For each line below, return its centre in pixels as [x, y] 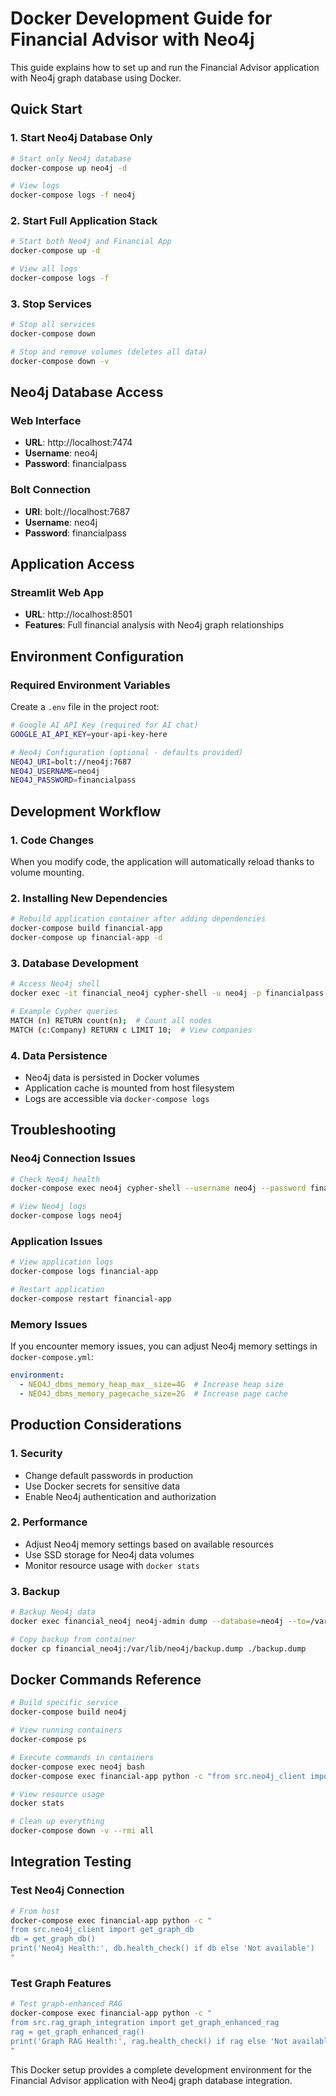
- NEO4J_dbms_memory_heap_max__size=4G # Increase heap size [151, 1385]
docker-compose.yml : [52, 1357]
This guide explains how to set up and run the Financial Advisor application [165, 67]
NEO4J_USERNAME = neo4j [55, 771]
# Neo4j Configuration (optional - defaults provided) [127, 752]
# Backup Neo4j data [53, 1612]
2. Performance [49, 1522]
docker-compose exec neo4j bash [77, 1767]
